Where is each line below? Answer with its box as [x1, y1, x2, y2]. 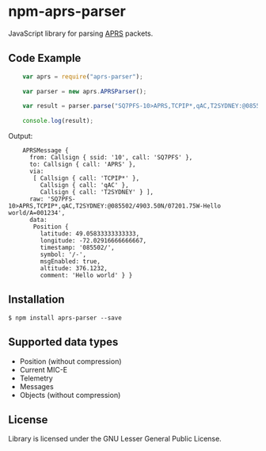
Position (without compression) [19, 356, 122, 366]
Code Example [8, 52, 82, 65]
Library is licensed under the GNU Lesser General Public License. [8, 434, 222, 444]
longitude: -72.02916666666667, [40, 236, 147, 244]
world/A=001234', [8, 208, 66, 216]
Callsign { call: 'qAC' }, [40, 181, 129, 189]
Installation [8, 292, 65, 307]
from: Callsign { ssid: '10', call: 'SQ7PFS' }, [28, 153, 193, 161]
